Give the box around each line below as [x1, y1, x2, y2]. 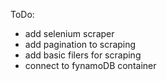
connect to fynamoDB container [24, 60, 157, 71]
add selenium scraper [24, 28, 115, 39]
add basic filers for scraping [24, 49, 142, 61]
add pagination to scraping [24, 39, 137, 50]
